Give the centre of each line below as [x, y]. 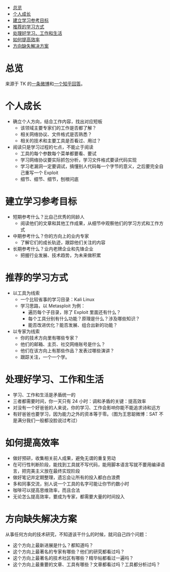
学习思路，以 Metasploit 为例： [53, 306]
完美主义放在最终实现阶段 [53, 471]
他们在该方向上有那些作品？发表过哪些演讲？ [67, 350]
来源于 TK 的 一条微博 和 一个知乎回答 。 [45, 83]
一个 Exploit [46, 173]
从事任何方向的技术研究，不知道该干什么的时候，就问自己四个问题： [77, 534]
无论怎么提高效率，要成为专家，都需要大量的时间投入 [69, 496]
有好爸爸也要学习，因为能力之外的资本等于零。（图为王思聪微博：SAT [85, 414]
